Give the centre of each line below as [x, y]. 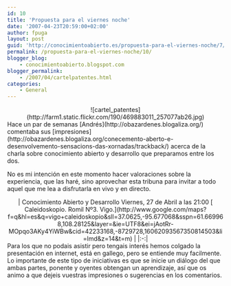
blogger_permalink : [35, 71]
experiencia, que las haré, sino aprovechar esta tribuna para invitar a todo [112, 181]
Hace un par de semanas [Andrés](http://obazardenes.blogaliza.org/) [106, 124]
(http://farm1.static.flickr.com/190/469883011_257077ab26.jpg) [115, 117]
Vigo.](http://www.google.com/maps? [153, 210]
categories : [24, 84]
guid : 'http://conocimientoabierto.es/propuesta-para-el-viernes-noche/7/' [118, 45]
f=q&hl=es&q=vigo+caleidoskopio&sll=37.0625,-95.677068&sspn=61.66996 [115, 217]
